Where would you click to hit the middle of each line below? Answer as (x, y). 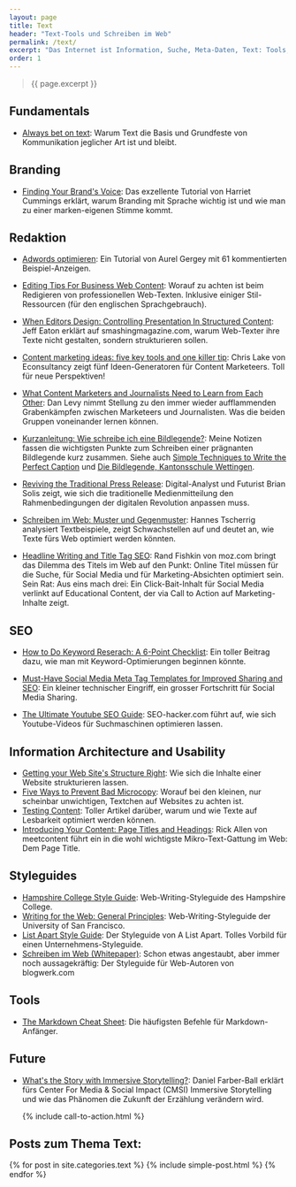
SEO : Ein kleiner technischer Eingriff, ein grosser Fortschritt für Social (148, 688)
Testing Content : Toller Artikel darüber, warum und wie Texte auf (140, 811)
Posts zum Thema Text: (76, 1143)
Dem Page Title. (51, 848)
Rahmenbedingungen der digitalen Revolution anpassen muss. (136, 503)
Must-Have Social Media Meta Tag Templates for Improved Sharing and (152, 678)
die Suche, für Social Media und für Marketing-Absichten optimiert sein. (153, 575)
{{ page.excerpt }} (64, 84)
